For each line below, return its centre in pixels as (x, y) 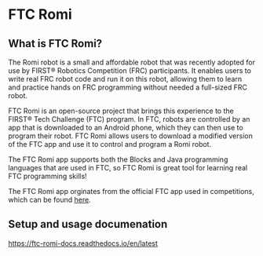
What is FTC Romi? (55, 44)
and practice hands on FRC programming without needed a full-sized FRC (128, 87)
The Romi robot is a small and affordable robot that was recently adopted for (131, 62)
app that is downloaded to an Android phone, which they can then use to (126, 128)
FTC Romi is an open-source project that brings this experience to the (121, 111)
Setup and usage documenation (88, 224)
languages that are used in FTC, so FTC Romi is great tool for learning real (128, 168)
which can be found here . (50, 199)
